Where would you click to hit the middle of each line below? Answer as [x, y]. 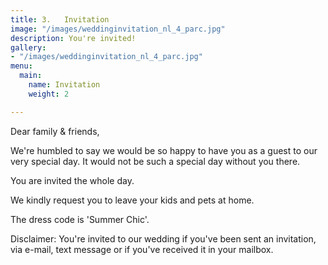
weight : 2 [49, 94]
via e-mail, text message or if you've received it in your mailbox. [142, 249]
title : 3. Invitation [60, 19]
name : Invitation [64, 85]
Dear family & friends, [55, 131]
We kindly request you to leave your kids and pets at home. [132, 200]
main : [31, 76]
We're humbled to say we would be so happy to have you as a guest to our [164, 150]
